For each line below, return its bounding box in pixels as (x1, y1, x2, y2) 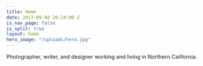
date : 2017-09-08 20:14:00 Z (6, 14, 80, 20)
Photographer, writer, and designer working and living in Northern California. (6, 53, 198, 60)
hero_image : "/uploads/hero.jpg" (6, 37, 91, 43)
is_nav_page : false (6, 20, 56, 26)
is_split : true (6, 25, 45, 32)
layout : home (6, 31, 39, 37)
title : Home (6, 8, 36, 15)
